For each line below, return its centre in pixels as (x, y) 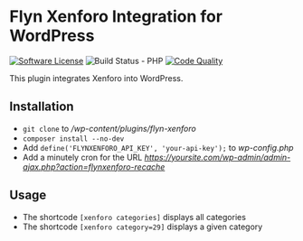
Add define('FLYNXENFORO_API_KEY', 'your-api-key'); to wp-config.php (158, 147)
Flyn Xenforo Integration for (116, 17)
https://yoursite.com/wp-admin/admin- (218, 157)
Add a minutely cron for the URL (82, 157)
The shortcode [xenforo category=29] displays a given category (142, 227)
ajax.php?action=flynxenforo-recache (94, 167)
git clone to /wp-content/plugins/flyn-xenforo (109, 128)
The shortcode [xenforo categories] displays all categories (134, 217)
